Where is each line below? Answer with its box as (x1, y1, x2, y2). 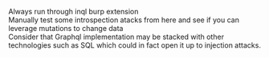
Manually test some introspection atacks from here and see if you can (8, 15, 239, 25)
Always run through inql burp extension (8, 7, 139, 16)
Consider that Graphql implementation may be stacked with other (8, 32, 225, 41)
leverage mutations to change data (8, 24, 124, 33)
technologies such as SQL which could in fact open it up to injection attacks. (8, 41, 261, 50)
